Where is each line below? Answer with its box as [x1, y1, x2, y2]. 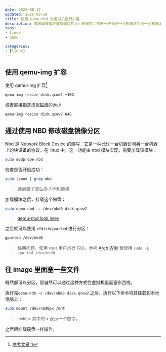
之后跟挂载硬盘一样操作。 [5, 326, 57, 332]
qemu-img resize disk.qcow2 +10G [5, 92, 74, 97]
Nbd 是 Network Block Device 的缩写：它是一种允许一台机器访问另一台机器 [5, 141, 158, 147]
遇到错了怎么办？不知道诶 [17, 186, 70, 192]
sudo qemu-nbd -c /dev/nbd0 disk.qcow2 [5, 206, 87, 211]
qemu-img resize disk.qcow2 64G [5, 112, 72, 117]
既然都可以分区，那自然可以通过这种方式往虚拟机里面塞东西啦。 [5, 279, 135, 285]
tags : [5, 26, 16, 31]
